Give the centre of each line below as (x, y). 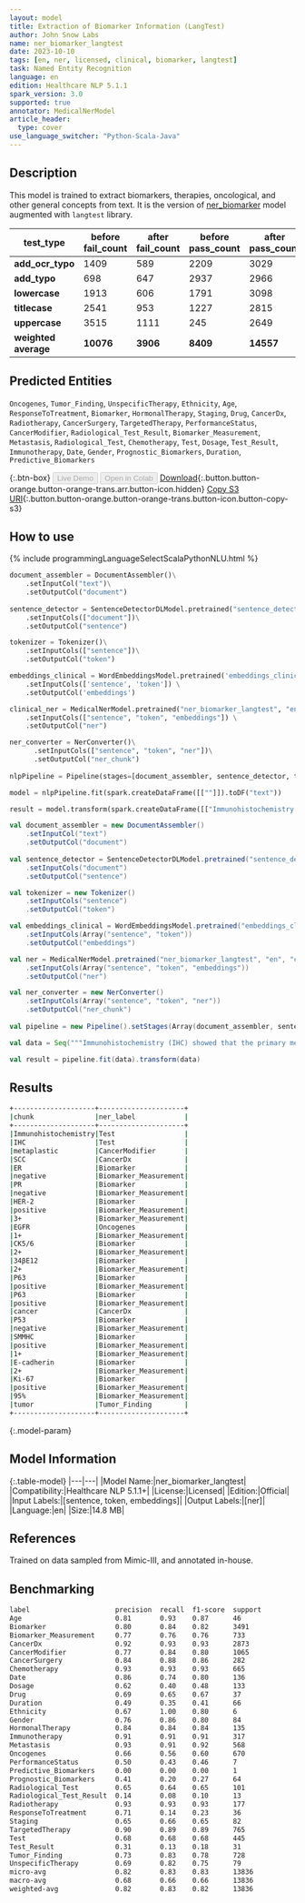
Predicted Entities (61, 382)
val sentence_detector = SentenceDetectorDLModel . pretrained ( (129, 859)
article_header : (40, 119)
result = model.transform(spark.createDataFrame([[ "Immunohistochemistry (152, 809)
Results (31, 1087)
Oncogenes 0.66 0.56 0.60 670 (128, 1754)
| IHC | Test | (99, 1143)
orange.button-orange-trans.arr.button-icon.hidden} (108, 488)
